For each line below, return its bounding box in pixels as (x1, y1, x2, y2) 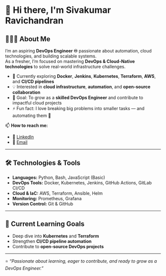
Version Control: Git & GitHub (12, 201, 73, 207)
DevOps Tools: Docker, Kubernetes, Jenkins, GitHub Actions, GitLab (12, 179, 152, 185)
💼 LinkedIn (12, 134, 34, 140)
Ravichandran (5, 15, 64, 26)
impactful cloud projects (12, 100, 62, 106)
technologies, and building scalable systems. (5, 53, 97, 59)
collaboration (12, 89, 41, 95)
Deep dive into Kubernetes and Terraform (12, 233, 99, 239)
